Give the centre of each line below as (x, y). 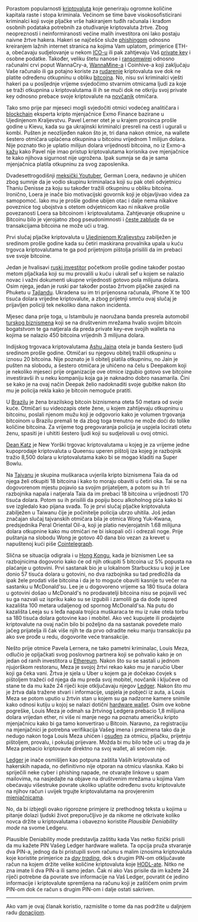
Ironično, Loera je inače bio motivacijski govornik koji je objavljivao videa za (98, 194)
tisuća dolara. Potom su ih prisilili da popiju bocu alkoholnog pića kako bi (94, 500)
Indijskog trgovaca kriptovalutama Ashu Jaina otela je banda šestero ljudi (95, 347)
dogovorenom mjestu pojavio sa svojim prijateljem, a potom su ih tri (88, 487)
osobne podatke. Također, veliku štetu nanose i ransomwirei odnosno (90, 59)
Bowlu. (14, 463)
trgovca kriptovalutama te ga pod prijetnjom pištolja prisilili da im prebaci (94, 250)
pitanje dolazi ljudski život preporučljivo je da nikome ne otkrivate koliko (93, 815)
